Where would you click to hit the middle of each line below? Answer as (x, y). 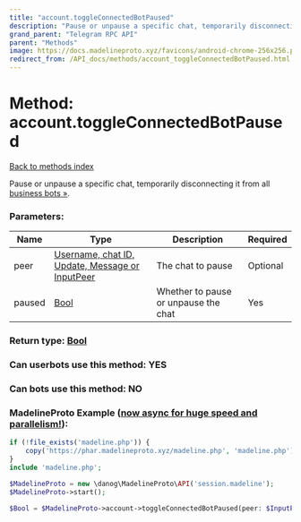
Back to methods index (52, 166)
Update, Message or (97, 266)
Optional (266, 266)
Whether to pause (194, 292)
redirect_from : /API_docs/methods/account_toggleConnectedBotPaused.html (150, 59)
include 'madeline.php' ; (56, 467)
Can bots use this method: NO (76, 389)
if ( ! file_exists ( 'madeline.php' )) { (80, 443)
